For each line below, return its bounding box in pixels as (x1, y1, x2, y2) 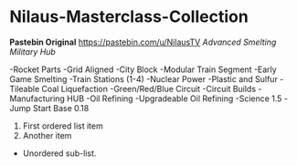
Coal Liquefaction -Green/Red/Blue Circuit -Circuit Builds (41, 83, 257, 94)
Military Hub (9, 46, 57, 57)
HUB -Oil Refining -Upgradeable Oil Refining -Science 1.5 (67, 93, 282, 104)
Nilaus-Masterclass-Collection (9, 6, 249, 27)
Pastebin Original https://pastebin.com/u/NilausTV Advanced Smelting (9, 36, 277, 47)
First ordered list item (22, 120, 103, 131)
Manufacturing (9, 93, 66, 104)
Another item (22, 130, 72, 140)
